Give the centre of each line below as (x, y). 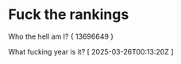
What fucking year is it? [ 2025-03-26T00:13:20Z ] (91, 51)
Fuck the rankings (69, 15)
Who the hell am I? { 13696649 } (61, 36)
